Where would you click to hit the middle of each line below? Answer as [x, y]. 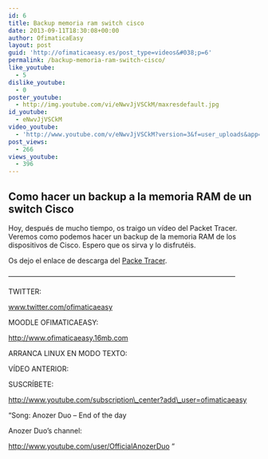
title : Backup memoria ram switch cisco [77, 23]
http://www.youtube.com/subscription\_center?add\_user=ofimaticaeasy [128, 399]
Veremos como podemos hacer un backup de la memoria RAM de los [122, 236]
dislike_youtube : [37, 82]
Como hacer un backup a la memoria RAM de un [130, 196]
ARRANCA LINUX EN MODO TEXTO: [68, 353]
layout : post [30, 46]
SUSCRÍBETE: [31, 384]
